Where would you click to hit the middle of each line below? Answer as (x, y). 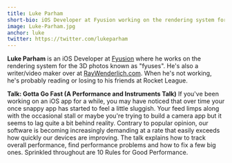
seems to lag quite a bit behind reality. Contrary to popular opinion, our (108, 123)
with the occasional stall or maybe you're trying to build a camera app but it (115, 116)
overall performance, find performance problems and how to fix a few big (112, 145)
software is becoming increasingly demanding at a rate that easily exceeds (114, 131)
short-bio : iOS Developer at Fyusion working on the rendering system (111, 20)
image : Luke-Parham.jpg (41, 26)
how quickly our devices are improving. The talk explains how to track (106, 138)
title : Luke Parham (35, 13)
